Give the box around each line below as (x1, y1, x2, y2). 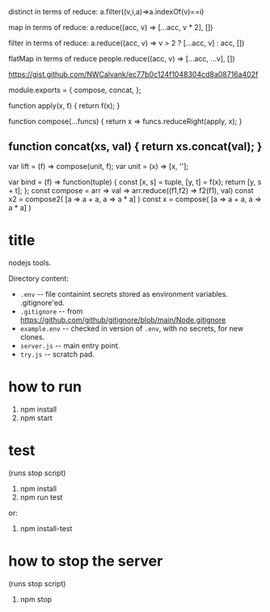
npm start (19, 412, 53, 423)
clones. (19, 331, 45, 342)
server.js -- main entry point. (19, 340, 120, 350)
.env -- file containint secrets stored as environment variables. (19, 289, 229, 298)
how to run (8, 378, 82, 395)
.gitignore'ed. (19, 298, 65, 307)
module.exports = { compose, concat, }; (8, 85, 141, 95)
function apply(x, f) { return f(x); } (8, 101, 120, 110)
